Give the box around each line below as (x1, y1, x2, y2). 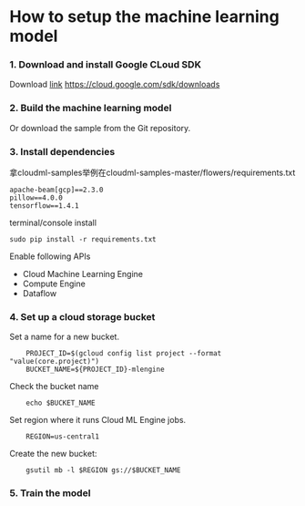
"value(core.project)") (9, 357, 100, 367)
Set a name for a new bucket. (9, 331, 120, 343)
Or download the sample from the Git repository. (9, 122, 191, 133)
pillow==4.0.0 (9, 193, 64, 202)
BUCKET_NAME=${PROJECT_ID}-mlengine (25, 365, 166, 375)
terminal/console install (9, 217, 97, 229)
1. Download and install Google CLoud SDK (9, 58, 202, 71)
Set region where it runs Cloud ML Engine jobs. (9, 415, 187, 426)
